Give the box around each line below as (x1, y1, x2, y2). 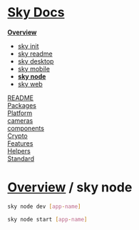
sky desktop (17, 56, 54, 65)
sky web (17, 79, 43, 88)
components (7, 124, 45, 132)
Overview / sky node (7, 179, 133, 196)
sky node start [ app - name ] (7, 216, 88, 223)
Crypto (7, 131, 28, 140)
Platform (7, 109, 33, 117)
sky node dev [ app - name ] (7, 203, 81, 210)
